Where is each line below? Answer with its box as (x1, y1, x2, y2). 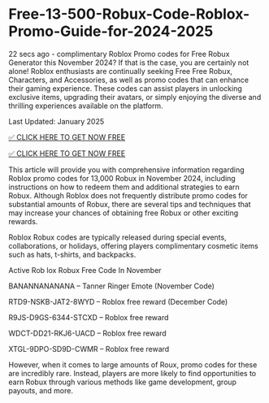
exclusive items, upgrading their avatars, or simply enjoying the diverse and (8, 92, 262, 102)
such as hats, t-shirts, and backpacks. (8, 249, 137, 259)
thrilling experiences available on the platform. (8, 101, 164, 110)
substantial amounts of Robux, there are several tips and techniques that (8, 199, 251, 209)
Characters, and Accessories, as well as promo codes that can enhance (8, 75, 249, 84)
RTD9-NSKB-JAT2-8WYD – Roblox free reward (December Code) (8, 297, 228, 306)
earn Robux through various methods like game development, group (8, 377, 237, 387)
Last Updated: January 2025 (8, 116, 105, 126)
